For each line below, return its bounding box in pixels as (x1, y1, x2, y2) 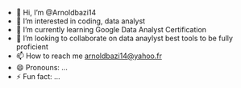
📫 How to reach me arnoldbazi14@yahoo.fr (15, 51, 163, 61)
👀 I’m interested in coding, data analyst (15, 16, 146, 26)
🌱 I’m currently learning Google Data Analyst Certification (15, 25, 207, 34)
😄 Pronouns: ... (15, 63, 69, 72)
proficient (15, 42, 48, 52)
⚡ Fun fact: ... (15, 72, 60, 81)
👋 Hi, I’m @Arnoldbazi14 (15, 8, 97, 17)
